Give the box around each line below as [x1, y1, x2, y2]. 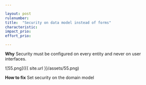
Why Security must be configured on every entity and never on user [5, 51, 141, 57]
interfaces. [5, 56, 27, 61]
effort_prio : [5, 34, 31, 38]
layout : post [5, 11, 31, 16]
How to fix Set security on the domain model [5, 75, 94, 80]
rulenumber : [5, 15, 29, 21]
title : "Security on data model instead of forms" [5, 20, 111, 25]
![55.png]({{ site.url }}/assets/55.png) [5, 65, 79, 71]
